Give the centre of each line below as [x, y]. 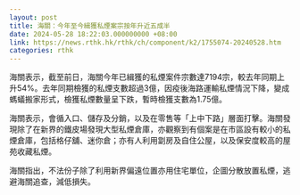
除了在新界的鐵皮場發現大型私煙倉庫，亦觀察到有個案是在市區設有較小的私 [154, 129]
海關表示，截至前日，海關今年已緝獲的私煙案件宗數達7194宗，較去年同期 [143, 77]
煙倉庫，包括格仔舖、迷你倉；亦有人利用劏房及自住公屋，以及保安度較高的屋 [150, 141]
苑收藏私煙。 [33, 151]
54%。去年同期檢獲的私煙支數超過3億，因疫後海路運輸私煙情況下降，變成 [153, 88]
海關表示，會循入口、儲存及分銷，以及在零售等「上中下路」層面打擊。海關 [146, 118]
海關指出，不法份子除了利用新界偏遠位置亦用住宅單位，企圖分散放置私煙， [146, 171]
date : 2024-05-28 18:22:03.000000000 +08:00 [93, 34]
